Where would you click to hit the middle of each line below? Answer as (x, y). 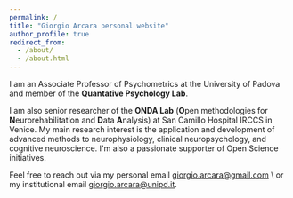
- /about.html (43, 59)
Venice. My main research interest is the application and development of (142, 129)
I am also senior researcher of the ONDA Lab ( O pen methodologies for (139, 111)
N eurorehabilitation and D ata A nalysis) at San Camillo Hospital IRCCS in (141, 120)
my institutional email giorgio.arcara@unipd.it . (94, 184)
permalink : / (33, 17)
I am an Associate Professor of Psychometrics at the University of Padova (145, 84)
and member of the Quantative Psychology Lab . (99, 93)
